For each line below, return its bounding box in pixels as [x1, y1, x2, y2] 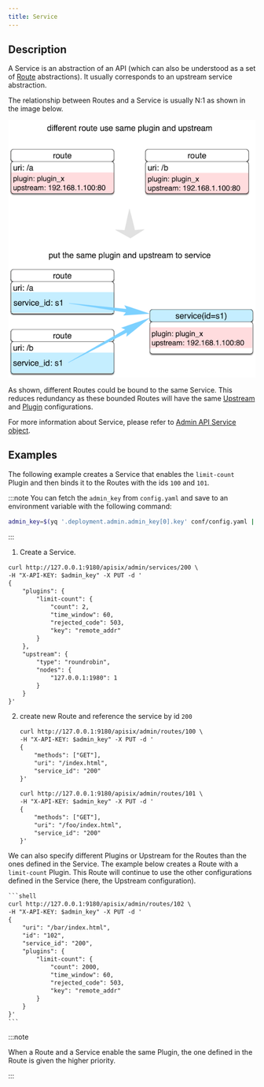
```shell [8, 892, 37, 900]
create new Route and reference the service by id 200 [19, 711, 192, 720]
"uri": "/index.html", [34, 759, 108, 767]
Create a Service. [19, 547, 76, 557]
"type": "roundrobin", [36, 658, 111, 666]
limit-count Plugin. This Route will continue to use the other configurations [8, 867, 252, 877]
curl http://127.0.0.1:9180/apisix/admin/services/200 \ [8, 564, 199, 571]
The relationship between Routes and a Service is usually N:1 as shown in [8, 95, 246, 106]
